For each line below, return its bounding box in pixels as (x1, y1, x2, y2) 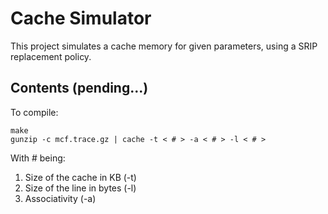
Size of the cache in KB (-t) (24, 171, 137, 183)
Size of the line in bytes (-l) (24, 182, 137, 194)
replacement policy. (10, 50, 92, 62)
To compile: (10, 106, 59, 118)
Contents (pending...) (10, 80, 149, 97)
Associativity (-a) (24, 192, 97, 204)
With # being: (10, 152, 66, 164)
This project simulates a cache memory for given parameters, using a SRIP (10, 40, 318, 52)
